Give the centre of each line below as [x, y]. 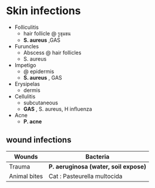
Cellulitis [25, 96]
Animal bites [26, 176]
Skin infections [43, 11]
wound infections [39, 140]
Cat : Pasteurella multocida [86, 176]
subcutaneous [41, 103]
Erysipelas [27, 84]
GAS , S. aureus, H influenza [58, 109]
